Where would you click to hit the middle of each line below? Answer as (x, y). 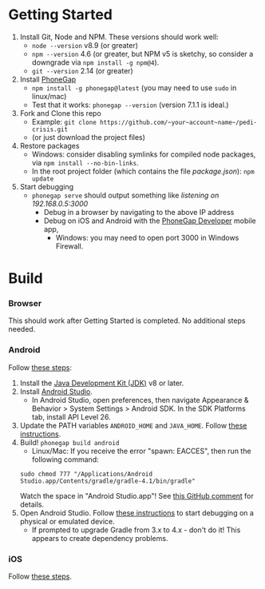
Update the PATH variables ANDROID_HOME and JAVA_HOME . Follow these (133, 425)
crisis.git (50, 129)
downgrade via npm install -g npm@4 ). (95, 62)
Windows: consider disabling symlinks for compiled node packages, (144, 154)
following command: (65, 459)
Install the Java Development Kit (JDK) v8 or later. (102, 383)
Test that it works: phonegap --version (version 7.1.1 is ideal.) (130, 105)
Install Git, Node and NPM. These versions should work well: (119, 37)
